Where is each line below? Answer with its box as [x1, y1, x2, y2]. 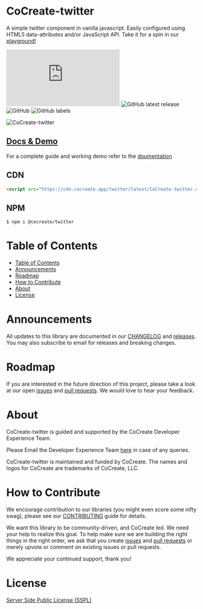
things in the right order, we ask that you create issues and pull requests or [6, 537, 193, 544]
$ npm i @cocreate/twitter [6, 219, 74, 225]
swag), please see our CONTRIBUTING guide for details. [6, 512, 147, 519]
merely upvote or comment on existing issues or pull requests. [6, 543, 161, 550]
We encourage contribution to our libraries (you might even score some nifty [6, 505, 197, 513]
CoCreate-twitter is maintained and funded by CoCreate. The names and [6, 458, 187, 465]
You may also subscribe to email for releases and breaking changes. [6, 339, 176, 346]
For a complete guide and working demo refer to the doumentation [6, 152, 172, 160]
